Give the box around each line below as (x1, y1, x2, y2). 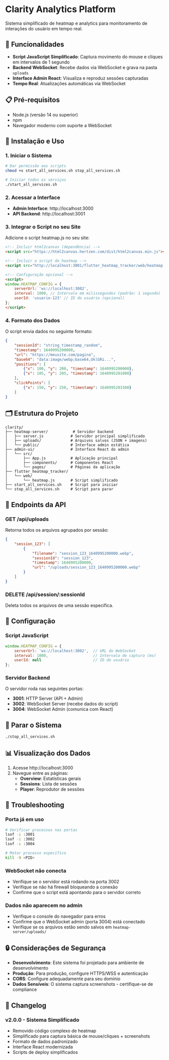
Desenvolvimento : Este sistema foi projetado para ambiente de (12, 960, 144, 966)
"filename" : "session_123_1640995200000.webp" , (32, 551, 134, 556)
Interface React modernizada (12, 1043, 73, 1050)
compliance (12, 986, 37, 992)
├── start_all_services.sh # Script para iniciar (5, 482, 118, 487)
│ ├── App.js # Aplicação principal (5, 456, 118, 461)
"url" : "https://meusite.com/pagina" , (14, 352, 96, 357)
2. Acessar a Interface (5, 194, 60, 201)
